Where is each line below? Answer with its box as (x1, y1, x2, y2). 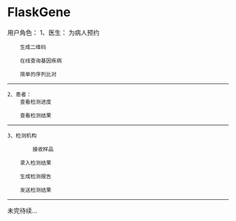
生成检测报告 (20, 173, 51, 180)
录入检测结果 (20, 159, 51, 166)
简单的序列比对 (20, 71, 57, 78)
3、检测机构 (7, 132, 37, 139)
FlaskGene (7, 4, 72, 20)
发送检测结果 (20, 187, 51, 194)
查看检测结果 (20, 112, 51, 119)
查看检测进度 (20, 98, 51, 105)
